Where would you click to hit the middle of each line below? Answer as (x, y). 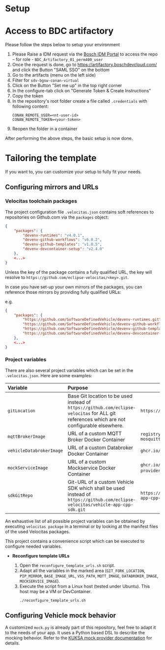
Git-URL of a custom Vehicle (101, 482)
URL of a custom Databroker (101, 448)
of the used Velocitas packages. (38, 532)
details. (13, 643)
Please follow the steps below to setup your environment (63, 45)
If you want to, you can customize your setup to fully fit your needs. (73, 172)
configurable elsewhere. (96, 425)
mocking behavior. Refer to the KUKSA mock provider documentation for (79, 638)
